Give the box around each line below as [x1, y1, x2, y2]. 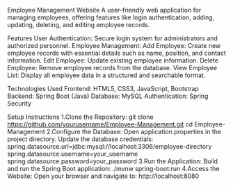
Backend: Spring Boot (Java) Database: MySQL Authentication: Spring [7, 92, 209, 100]
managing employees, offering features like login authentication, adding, [7, 13, 215, 22]
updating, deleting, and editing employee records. [7, 21, 150, 29]
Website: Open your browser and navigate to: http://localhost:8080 [7, 172, 200, 180]
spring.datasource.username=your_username [7, 149, 138, 158]
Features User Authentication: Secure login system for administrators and [7, 34, 218, 42]
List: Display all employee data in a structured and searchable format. [7, 71, 206, 79]
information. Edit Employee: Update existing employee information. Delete [7, 56, 219, 65]
